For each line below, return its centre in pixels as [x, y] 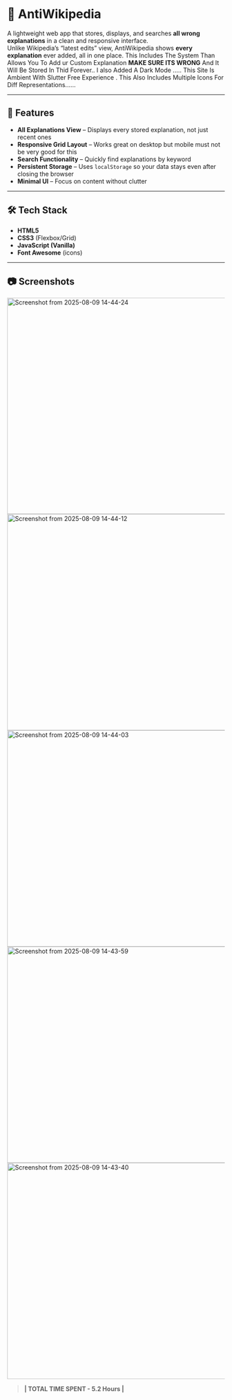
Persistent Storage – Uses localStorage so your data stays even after [116, 166]
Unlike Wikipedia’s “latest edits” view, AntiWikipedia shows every [100, 48]
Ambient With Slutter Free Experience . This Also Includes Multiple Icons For [116, 77]
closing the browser [46, 174]
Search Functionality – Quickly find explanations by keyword [104, 159]
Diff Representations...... [41, 84]
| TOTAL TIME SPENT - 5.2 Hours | [74, 1389]
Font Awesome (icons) [50, 253]
